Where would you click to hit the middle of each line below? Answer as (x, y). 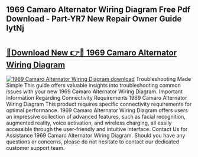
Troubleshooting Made (163, 79)
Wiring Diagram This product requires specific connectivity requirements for (99, 104)
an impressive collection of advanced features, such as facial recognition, (96, 117)
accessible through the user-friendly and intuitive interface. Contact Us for (97, 129)
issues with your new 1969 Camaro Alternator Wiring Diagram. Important (95, 91)
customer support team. (35, 148)
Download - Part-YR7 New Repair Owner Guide (94, 19)
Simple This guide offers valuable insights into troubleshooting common (94, 85)
